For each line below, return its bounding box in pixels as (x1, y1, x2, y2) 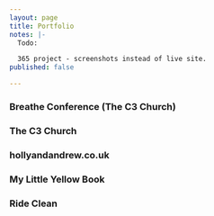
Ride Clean (9, 197, 58, 210)
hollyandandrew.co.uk (9, 148, 110, 161)
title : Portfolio (9, 22, 75, 31)
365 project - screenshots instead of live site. (17, 55, 207, 64)
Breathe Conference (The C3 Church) (9, 100, 177, 112)
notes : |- (9, 30, 47, 39)
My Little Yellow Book (9, 173, 105, 185)
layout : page (9, 13, 58, 22)
